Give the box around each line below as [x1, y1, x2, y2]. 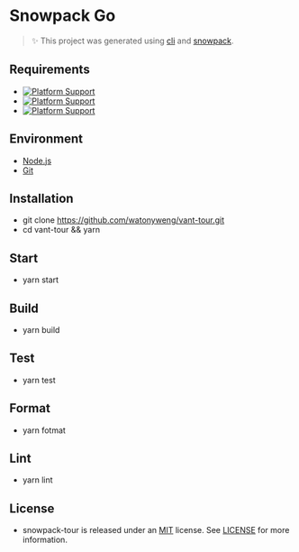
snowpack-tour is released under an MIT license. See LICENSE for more [22, 525, 290, 536]
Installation [9, 190, 74, 206]
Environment [9, 132, 84, 147]
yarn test [22, 374, 56, 385]
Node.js [22, 155, 52, 166]
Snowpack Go [9, 5, 116, 26]
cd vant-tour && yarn [22, 225, 101, 235]
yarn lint [22, 474, 53, 485]
